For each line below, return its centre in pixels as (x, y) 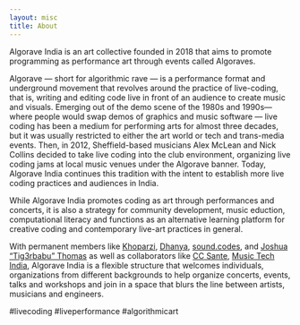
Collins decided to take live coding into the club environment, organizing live (150, 154)
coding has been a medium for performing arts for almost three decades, (144, 125)
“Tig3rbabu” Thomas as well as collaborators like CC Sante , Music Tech (142, 255)
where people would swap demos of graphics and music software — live (143, 116)
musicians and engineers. (57, 294)
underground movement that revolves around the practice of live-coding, (144, 88)
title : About (34, 26)
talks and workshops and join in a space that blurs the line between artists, (147, 284)
